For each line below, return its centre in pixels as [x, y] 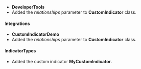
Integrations [17, 23]
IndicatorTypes [20, 50]
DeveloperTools [28, 7]
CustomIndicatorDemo [35, 34]
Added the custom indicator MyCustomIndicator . [62, 62]
